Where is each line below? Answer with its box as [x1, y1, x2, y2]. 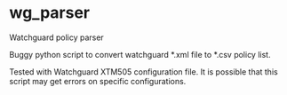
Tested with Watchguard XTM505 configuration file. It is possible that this [9, 66, 278, 77]
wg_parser [9, 3, 91, 23]
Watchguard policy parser [9, 32, 104, 43]
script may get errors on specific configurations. [9, 75, 187, 86]
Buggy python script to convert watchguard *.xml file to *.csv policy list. [9, 49, 271, 59]
